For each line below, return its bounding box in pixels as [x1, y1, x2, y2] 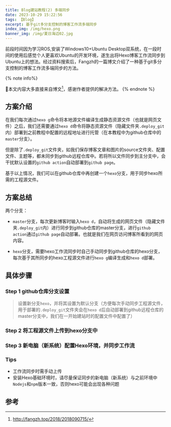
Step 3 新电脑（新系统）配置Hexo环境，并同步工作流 [5, 342, 135, 349]
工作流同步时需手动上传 [12, 368, 62, 374]
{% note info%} [5, 75, 38, 81]
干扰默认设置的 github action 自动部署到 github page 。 [5, 159, 118, 166]
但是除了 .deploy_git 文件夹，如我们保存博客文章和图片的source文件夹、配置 [5, 146, 165, 153]
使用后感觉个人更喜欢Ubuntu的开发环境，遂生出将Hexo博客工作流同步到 [14, 52, 165, 58]
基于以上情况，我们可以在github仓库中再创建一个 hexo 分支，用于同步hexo [5, 170, 159, 177]
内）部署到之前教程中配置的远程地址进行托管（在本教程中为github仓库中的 [5, 130, 161, 136]
